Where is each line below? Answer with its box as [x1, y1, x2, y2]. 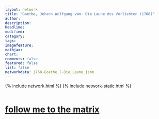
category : [5, 34, 25, 39]
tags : [5, 39, 16, 43]
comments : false [5, 56, 38, 61]
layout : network [5, 7, 38, 12]
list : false [5, 66, 29, 70]
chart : [5, 52, 18, 57]
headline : [5, 25, 25, 30]
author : [5, 16, 21, 21]
